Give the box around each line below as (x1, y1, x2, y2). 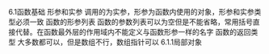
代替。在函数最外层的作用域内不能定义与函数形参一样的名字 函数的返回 (15, 27, 251, 36)
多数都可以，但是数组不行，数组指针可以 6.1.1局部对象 (23, 37, 203, 47)
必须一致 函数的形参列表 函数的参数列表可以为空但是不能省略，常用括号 (15, 17, 253, 27)
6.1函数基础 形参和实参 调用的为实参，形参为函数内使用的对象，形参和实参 (8, 7, 254, 16)
